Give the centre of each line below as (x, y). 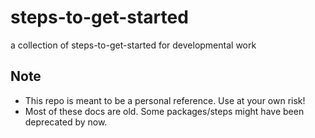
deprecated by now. (66, 122)
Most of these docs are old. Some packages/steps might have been (164, 111)
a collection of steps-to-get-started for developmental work (133, 45)
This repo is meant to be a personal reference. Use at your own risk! (165, 100)
